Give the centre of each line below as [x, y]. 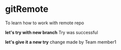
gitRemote [27, 9]
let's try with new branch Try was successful [52, 32]
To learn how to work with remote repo [45, 23]
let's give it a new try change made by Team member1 [61, 42]
